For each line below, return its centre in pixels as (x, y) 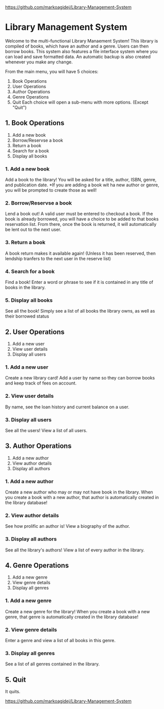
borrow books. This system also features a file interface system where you (81, 51)
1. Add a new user (27, 367)
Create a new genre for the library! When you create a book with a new (78, 611)
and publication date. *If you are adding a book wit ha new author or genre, (82, 185)
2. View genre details (31, 630)
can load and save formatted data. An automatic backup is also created (78, 56)
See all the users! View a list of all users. (46, 430)
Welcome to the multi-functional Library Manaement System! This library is (82, 41)
